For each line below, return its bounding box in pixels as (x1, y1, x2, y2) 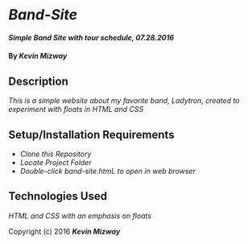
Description (8, 74, 68, 88)
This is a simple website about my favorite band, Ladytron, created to (8, 96, 240, 105)
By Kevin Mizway (8, 51, 68, 61)
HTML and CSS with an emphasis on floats (8, 211, 151, 221)
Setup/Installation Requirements (8, 127, 175, 142)
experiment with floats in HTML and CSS (8, 105, 144, 114)
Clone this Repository (19, 149, 92, 159)
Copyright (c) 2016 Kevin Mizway (8, 226, 121, 236)
